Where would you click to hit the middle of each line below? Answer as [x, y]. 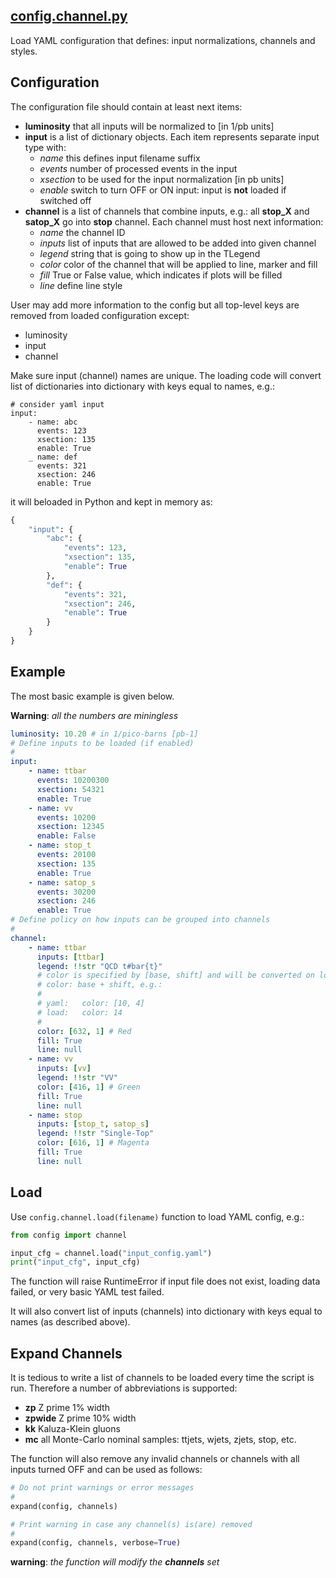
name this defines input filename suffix [120, 158]
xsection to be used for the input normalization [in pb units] [162, 179]
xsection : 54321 [70, 789]
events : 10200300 [73, 780]
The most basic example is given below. [92, 696]
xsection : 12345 [70, 827]
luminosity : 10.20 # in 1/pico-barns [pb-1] [104, 734]
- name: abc [53, 422]
